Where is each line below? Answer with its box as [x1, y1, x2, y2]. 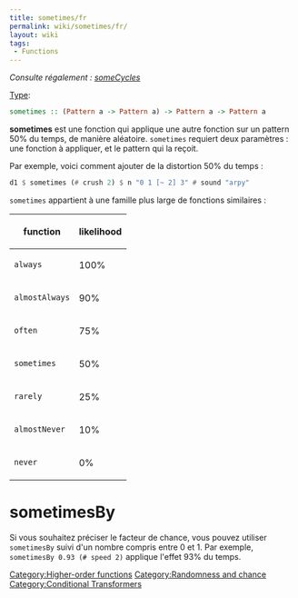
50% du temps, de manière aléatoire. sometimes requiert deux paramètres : [9, 134, 289, 144]
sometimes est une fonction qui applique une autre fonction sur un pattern [9, 124, 290, 135]
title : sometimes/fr [9, 13, 88, 23]
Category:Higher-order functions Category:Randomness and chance [9, 569, 266, 580]
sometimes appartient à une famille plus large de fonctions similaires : [9, 194, 266, 205]
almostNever [14, 424, 66, 434]
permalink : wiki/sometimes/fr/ [9, 22, 128, 31]
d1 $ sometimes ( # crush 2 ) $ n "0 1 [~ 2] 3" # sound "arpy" [9, 178, 250, 187]
